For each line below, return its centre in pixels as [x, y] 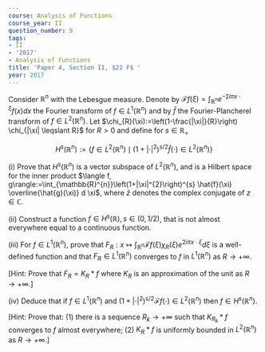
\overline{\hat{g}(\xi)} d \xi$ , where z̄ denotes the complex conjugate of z [130, 192]
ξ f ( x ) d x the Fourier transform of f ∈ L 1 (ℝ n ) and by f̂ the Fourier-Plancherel [130, 110]
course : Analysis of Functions [60, 16]
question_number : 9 [41, 30]
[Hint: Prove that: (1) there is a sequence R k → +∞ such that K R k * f [118, 318]
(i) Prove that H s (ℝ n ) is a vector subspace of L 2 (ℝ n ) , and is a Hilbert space [130, 166]
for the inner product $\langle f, [60, 176]
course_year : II [35, 23]
